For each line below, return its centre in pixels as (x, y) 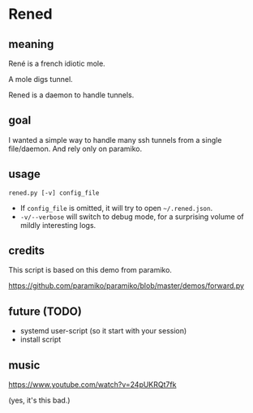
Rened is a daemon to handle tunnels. (71, 95)
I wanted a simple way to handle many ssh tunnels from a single (115, 140)
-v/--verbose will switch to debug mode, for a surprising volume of (132, 217)
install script (41, 340)
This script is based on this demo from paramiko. (90, 270)
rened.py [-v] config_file (54, 193)
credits (27, 251)
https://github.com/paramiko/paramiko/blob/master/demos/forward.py (126, 286)
